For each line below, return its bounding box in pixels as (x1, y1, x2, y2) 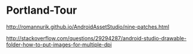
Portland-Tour (6, 4, 77, 17)
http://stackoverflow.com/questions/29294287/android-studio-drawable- (6, 34, 186, 42)
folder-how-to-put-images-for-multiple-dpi (6, 41, 112, 48)
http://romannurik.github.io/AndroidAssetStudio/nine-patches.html (6, 23, 170, 30)
